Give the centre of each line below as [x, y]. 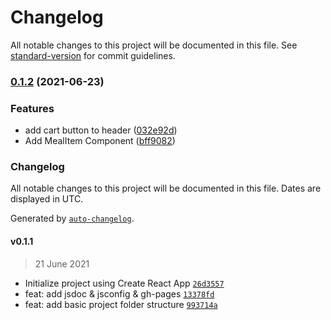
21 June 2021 [62, 263]
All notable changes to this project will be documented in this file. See [154, 45]
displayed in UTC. [47, 199]
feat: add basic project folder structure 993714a [121, 304]
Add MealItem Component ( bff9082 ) [100, 141]
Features [32, 108]
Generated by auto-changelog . [72, 218]
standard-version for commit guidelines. [93, 55]
